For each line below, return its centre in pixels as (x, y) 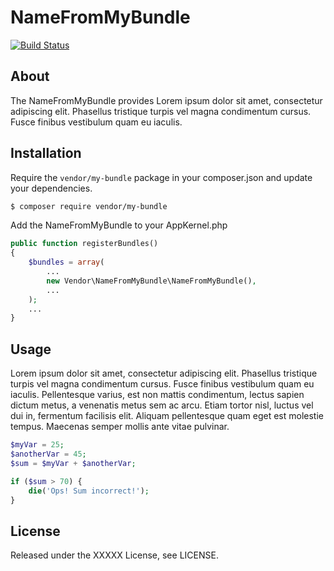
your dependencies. (51, 188)
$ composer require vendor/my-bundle (89, 206)
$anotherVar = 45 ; (48, 454)
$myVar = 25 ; (37, 445)
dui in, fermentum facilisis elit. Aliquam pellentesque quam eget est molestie (167, 416)
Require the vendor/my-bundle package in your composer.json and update (161, 177)
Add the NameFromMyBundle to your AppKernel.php (119, 225)
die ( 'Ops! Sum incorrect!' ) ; (89, 491)
